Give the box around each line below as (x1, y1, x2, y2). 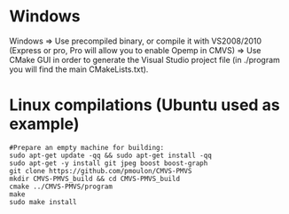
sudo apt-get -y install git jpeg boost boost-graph (9, 158, 208, 168)
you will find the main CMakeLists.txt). (9, 64, 149, 75)
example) (9, 114, 80, 134)
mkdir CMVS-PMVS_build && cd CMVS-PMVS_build (9, 174, 180, 183)
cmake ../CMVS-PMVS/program (9, 182, 113, 191)
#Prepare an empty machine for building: (9, 143, 165, 152)
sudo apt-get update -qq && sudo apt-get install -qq (9, 151, 213, 160)
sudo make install (9, 197, 77, 206)
